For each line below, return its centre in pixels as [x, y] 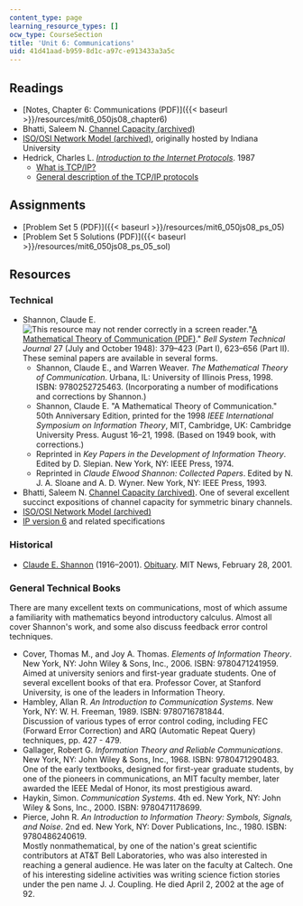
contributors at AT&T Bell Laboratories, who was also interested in [145, 855]
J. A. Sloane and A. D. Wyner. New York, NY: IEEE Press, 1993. [151, 483]
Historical [31, 545]
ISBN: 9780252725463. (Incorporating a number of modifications [157, 387]
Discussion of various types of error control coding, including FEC [145, 721]
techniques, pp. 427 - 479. [72, 741]
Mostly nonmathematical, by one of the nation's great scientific [140, 846]
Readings [37, 88]
